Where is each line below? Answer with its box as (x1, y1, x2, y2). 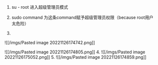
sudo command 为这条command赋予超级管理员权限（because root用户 (11, 15, 154, 20)
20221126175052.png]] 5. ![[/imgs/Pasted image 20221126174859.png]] (4, 54, 147, 60)
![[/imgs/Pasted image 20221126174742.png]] (4, 40, 95, 45)
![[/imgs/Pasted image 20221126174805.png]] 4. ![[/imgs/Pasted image (4, 49, 145, 55)
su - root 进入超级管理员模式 (11, 4, 69, 10)
